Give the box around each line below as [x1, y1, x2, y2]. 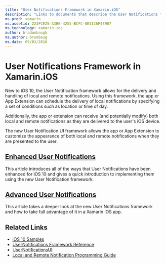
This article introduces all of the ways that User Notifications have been [5, 166, 151, 172]
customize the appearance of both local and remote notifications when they [5, 133, 160, 139]
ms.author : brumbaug [5, 35, 48, 40]
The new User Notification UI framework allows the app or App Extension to [5, 128, 160, 133]
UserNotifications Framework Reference [12, 242, 95, 248]
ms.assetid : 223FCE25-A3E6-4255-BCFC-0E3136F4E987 [5, 21, 112, 26]
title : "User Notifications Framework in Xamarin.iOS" [5, 7, 121, 12]
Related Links [5, 223, 48, 231]
